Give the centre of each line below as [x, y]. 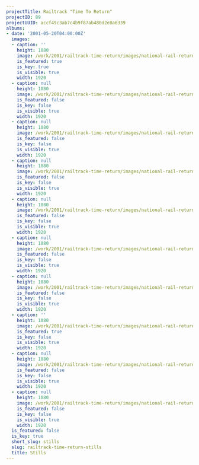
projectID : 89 [24, 17]
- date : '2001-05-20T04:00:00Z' [46, 34]
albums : [16, 28]
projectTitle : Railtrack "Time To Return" [59, 12]
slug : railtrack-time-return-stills [57, 447]
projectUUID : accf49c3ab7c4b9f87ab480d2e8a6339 [66, 23]
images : [21, 39]
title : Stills [29, 453]
